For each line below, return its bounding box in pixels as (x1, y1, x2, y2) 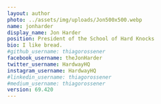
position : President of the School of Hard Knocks (7, 36, 155, 42)
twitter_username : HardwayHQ (7, 61, 90, 68)
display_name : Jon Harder (7, 29, 81, 36)
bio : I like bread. (7, 42, 63, 49)
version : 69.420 (7, 86, 53, 93)
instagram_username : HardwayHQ (7, 67, 97, 74)
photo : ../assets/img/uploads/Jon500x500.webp (7, 16, 143, 23)
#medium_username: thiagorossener (7, 80, 106, 87)
